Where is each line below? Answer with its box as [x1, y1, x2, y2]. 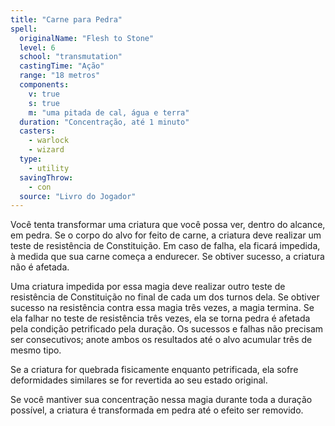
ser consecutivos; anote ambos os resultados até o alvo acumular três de [10, 334, 313, 346]
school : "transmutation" [19, 52, 123, 62]
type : [19, 154, 43, 164]
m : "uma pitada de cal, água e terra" [28, 107, 190, 118]
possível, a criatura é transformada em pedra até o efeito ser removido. [10, 404, 304, 416]
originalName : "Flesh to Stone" [19, 33, 155, 43]
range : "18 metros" [19, 71, 101, 81]
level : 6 [19, 42, 56, 53]
